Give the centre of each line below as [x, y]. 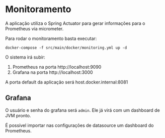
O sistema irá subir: [25, 57]
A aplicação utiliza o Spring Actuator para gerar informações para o [75, 23]
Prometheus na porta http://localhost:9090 [57, 67]
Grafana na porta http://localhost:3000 [53, 72]
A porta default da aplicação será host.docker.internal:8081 [67, 82]
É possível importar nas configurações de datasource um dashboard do [79, 125]
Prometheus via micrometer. [34, 28]
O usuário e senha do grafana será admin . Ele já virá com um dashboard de [82, 110]
